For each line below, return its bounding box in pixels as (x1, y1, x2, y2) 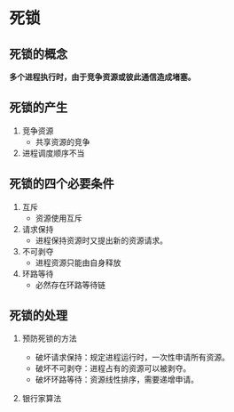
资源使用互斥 (35, 213, 82, 223)
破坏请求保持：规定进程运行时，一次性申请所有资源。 (35, 352, 230, 363)
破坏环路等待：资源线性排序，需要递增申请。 (35, 375, 199, 385)
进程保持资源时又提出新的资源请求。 (35, 235, 168, 246)
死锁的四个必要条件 (9, 176, 114, 191)
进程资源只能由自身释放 (35, 257, 121, 268)
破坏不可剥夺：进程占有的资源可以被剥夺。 (35, 363, 191, 374)
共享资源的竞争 (35, 136, 90, 147)
